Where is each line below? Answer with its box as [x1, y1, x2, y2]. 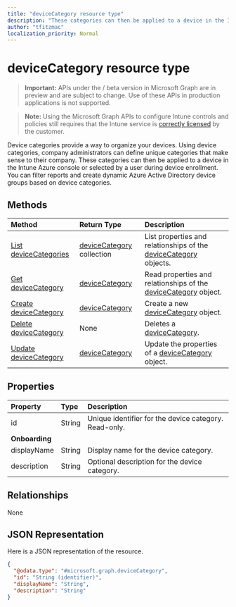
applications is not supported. [24, 99, 111, 107]
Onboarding [11, 434, 52, 443]
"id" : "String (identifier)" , [13, 574, 102, 582]
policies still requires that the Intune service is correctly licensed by [24, 120, 220, 128]
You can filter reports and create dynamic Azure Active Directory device [7, 171, 216, 180]
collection [79, 250, 112, 259]
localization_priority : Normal [7, 30, 99, 37]
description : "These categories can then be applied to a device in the [7, 17, 225, 24]
